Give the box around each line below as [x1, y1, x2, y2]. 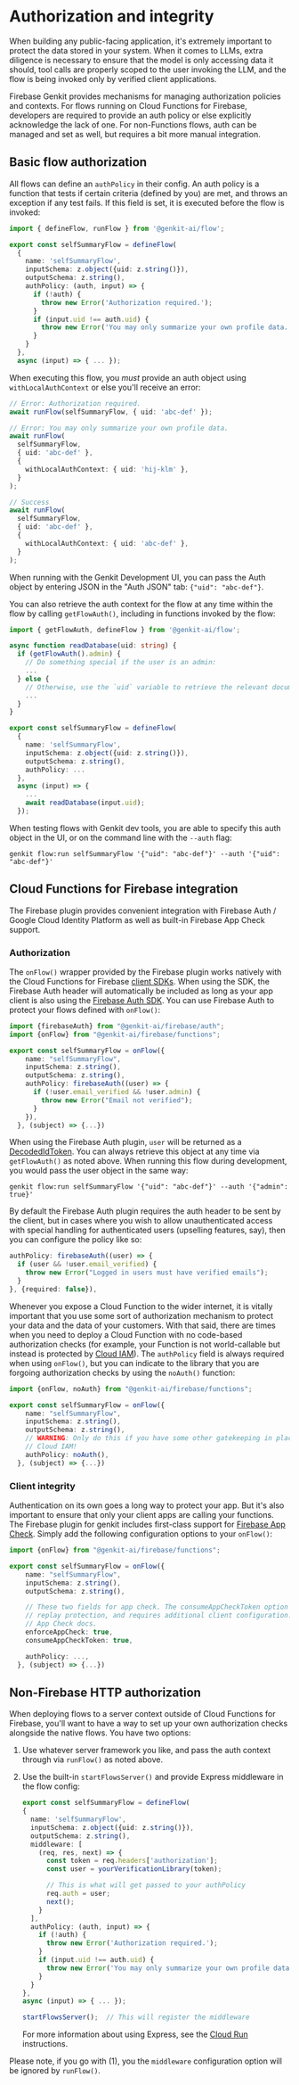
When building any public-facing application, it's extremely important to [9, 36, 272, 46]
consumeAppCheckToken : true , [25, 1636, 133, 1644]
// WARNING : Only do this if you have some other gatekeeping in [25, 1434, 273, 1443]
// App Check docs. [25, 1619, 98, 1628]
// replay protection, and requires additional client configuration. [25, 1611, 293, 1620]
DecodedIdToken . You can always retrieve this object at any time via [9, 1146, 260, 1157]
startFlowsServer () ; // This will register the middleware [21, 2013, 250, 2022]
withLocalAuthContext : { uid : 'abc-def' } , [25, 539, 190, 548]
